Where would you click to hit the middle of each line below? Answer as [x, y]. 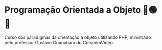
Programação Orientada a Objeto [73, 10]
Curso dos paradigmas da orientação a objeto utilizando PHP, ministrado [78, 37]
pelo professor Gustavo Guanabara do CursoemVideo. [59, 42]
